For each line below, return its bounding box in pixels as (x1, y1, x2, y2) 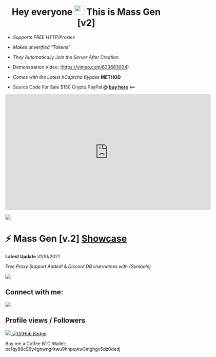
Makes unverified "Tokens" (12, 44, 71, 50)
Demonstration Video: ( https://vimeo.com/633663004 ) (12, 64, 129, 70)
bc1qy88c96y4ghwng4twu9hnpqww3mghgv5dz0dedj (5, 346, 121, 352)
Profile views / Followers (5, 316, 86, 325)
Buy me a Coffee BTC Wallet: (5, 340, 67, 347)
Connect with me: (5, 288, 64, 297)
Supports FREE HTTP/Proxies (12, 34, 75, 40)
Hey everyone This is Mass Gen (12, 6, 161, 18)
